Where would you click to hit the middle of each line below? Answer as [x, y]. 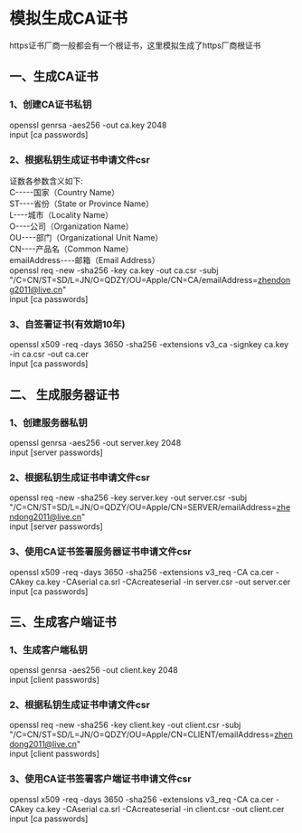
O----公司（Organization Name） [71, 226]
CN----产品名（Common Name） [71, 249]
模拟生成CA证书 [69, 19]
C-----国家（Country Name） [65, 192]
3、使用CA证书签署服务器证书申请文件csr [100, 552]
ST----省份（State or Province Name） [81, 204]
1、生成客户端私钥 [48, 649]
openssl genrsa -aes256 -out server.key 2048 [95, 442]
